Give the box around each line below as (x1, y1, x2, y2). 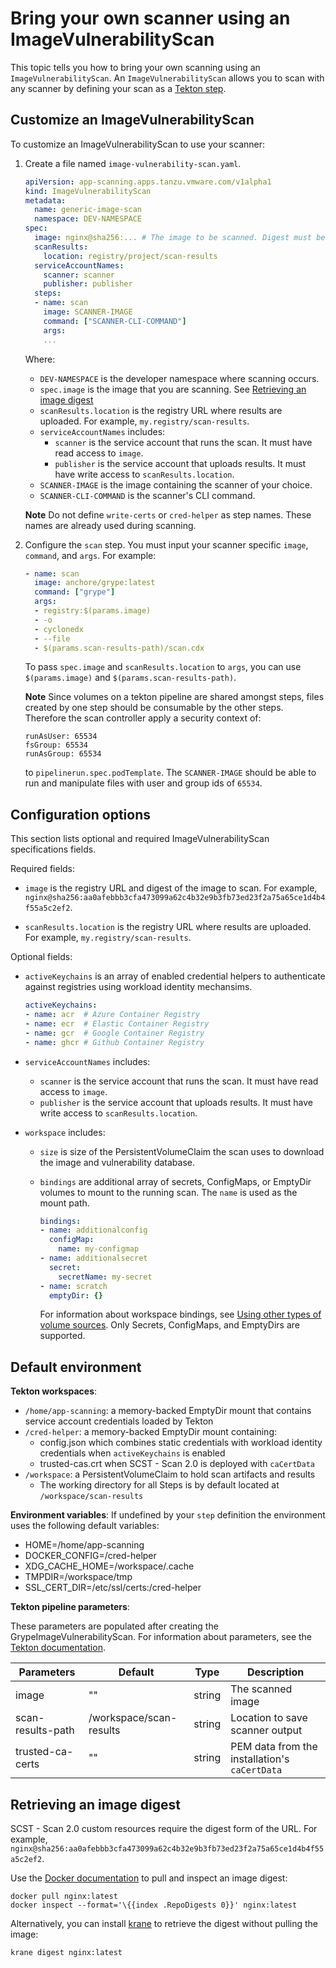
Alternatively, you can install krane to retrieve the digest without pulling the (10, 1918, 319, 1930)
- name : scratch (39, 1281, 108, 1291)
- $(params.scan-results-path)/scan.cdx (34, 643, 205, 653)
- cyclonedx (34, 624, 84, 634)
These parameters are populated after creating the (10, 1620, 219, 1632)
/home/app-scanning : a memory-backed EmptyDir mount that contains (24, 1405, 312, 1417)
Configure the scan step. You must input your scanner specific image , (24, 538, 309, 551)
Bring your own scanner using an (10, 7, 291, 30)
